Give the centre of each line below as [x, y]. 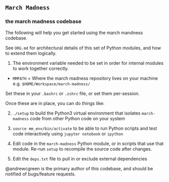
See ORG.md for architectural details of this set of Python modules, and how [83, 48]
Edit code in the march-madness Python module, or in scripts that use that [88, 143]
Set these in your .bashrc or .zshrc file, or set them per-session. [73, 93]
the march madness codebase [43, 21]
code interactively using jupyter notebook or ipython [68, 133]
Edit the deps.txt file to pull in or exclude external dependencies [80, 159]
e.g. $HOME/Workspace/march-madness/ [51, 84]
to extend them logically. [31, 53]
